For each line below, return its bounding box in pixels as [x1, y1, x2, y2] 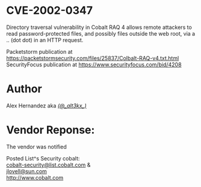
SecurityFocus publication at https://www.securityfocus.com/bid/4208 [6, 61, 182, 68]
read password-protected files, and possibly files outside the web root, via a [6, 30, 196, 37]
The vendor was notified [6, 143, 67, 150]
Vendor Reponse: [6, 123, 95, 137]
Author [6, 82, 42, 96]
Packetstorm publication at [6, 48, 73, 55]
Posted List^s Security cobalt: [6, 154, 80, 162]
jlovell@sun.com [6, 167, 47, 175]
